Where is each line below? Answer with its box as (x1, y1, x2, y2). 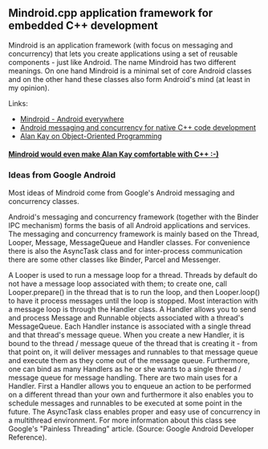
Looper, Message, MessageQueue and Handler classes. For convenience (8, 237, 250, 247)
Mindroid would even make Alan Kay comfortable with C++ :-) (8, 149, 219, 159)
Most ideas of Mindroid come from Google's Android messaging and (8, 188, 235, 198)
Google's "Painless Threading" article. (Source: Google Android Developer (8, 423, 254, 433)
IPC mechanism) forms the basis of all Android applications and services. (8, 220, 250, 230)
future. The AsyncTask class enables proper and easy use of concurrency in (8, 406, 261, 416)
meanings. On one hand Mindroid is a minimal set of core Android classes (8, 66, 252, 76)
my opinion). (8, 83, 50, 92)
